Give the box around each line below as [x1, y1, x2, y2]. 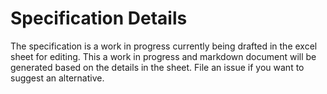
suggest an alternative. [10, 72, 105, 84]
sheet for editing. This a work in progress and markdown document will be [10, 50, 317, 62]
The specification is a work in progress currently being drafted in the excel [10, 40, 318, 52]
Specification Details [10, 7, 188, 30]
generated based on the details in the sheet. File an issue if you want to [10, 61, 305, 73]
